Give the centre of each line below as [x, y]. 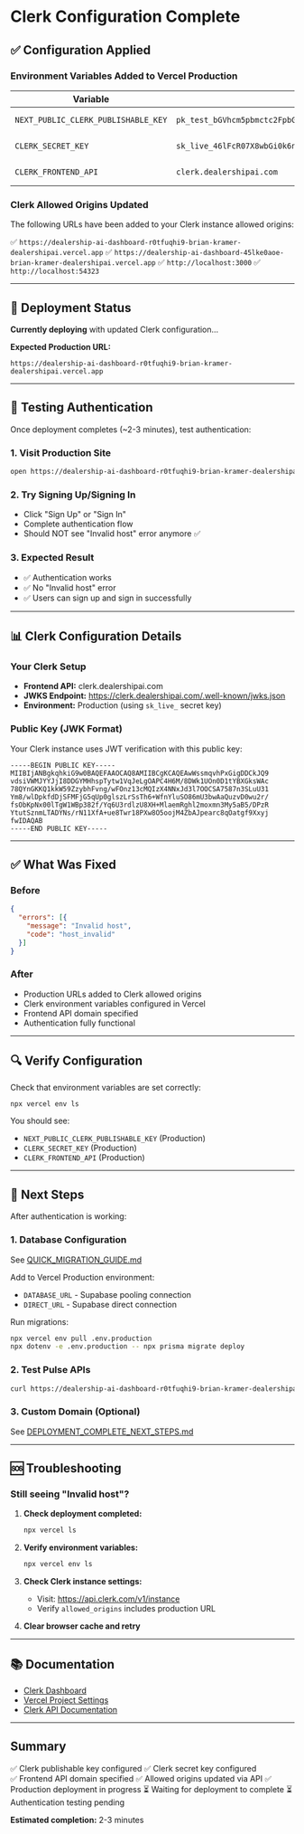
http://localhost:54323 [55, 272]
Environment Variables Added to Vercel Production [124, 76]
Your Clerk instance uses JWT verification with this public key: [126, 749]
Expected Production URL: [60, 346]
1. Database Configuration [69, 1240]
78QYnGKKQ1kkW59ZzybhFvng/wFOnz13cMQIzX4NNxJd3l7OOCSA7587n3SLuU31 [140, 789]
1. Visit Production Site [61, 452]
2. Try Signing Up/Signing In [73, 495]
